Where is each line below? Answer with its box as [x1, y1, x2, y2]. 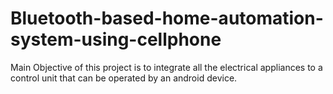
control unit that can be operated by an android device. [10, 72, 238, 84]
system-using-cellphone [10, 28, 222, 51]
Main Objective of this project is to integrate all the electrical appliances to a [10, 61, 323, 73]
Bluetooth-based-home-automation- [10, 7, 324, 30]
